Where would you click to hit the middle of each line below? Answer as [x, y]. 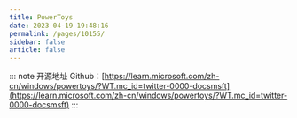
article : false [37, 50]
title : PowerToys [41, 17]
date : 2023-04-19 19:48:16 [59, 26]
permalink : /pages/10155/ [57, 33]
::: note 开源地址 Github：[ [57, 77]
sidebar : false [37, 42]
